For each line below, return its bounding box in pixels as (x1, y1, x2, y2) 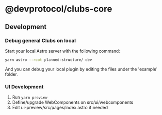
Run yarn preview (12, 94, 48, 100)
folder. (5, 71, 18, 77)
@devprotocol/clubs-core (5, 3, 113, 14)
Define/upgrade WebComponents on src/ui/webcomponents (12, 100, 133, 105)
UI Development (5, 83, 44, 90)
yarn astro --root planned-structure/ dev (5, 57, 92, 62)
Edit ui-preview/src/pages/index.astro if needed (12, 105, 108, 111)
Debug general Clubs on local (5, 37, 76, 44)
